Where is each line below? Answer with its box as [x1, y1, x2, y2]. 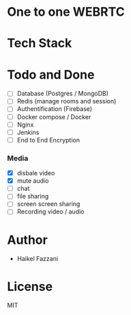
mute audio [16, 177, 49, 185]
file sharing [16, 192, 49, 201]
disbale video [16, 169, 55, 177]
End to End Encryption [16, 136, 81, 144]
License [7, 279, 53, 294]
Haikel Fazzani [16, 255, 59, 263]
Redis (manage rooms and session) [16, 97, 117, 105]
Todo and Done [7, 66, 95, 82]
